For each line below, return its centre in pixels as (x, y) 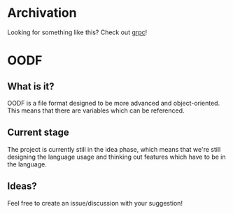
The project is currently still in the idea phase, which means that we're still (114, 149)
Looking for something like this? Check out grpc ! (77, 32)
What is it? (31, 86)
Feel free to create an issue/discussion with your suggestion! (95, 203)
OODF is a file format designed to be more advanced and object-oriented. (114, 103)
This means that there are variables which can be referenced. (96, 110)
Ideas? (22, 186)
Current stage (38, 133)
